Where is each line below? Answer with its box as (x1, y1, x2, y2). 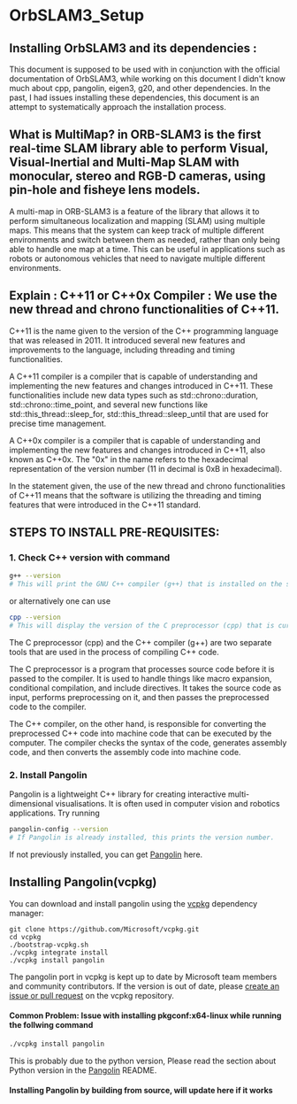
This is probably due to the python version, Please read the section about (9, 1055, 277, 1066)
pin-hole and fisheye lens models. (9, 182, 201, 197)
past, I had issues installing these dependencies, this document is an (9, 92, 260, 103)
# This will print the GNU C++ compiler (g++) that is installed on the (9, 580, 283, 589)
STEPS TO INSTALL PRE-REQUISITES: (9, 525, 220, 540)
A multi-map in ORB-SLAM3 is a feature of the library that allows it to (9, 205, 260, 217)
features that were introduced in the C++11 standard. (9, 499, 202, 510)
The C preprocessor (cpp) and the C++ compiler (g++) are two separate (9, 637, 272, 647)
